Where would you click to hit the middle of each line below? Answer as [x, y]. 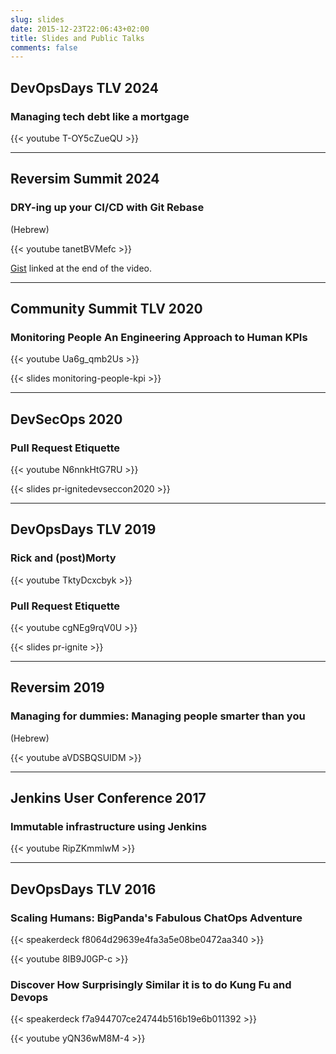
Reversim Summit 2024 [85, 179]
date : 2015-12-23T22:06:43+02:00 [80, 29]
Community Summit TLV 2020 [106, 309]
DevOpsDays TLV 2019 [83, 529]
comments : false [44, 47]
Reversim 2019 [57, 687]
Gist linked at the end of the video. [81, 268]
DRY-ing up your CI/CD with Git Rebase [107, 208]
